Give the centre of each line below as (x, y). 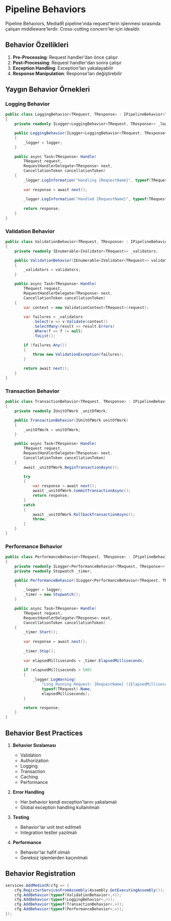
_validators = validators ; (52, 270)
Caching (29, 777)
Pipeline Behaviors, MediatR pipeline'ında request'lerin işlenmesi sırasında (83, 23)
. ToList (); (44, 336)
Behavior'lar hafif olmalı (45, 852)
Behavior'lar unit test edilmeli (51, 827)
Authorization (34, 761)
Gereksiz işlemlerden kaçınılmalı (54, 858)
